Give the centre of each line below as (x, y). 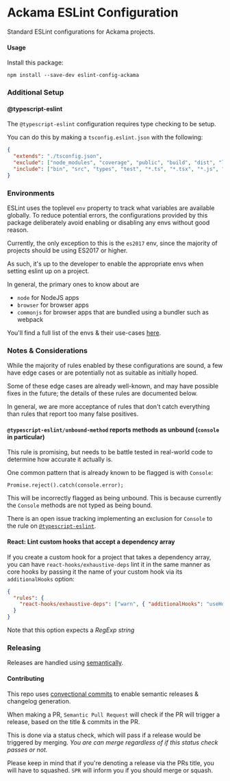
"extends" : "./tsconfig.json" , (58, 156)
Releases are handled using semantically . (65, 663)
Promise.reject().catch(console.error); (66, 485)
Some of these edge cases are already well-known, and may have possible (113, 386)
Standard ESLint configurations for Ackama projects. (81, 32)
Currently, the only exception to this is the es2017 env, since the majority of (112, 243)
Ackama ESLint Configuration (93, 13)
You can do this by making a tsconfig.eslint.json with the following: (105, 137)
